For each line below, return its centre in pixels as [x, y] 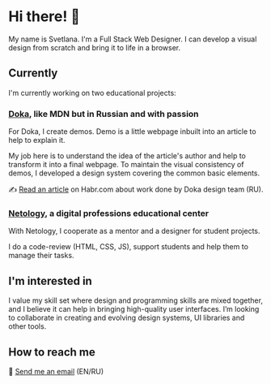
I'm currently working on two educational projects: [92, 93]
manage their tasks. [41, 256]
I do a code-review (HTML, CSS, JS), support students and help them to [129, 247]
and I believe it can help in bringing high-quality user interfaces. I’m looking [134, 309]
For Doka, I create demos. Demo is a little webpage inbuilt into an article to [132, 132]
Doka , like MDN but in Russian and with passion [104, 114]
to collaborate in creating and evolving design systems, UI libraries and [127, 318]
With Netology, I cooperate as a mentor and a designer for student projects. [134, 231]
